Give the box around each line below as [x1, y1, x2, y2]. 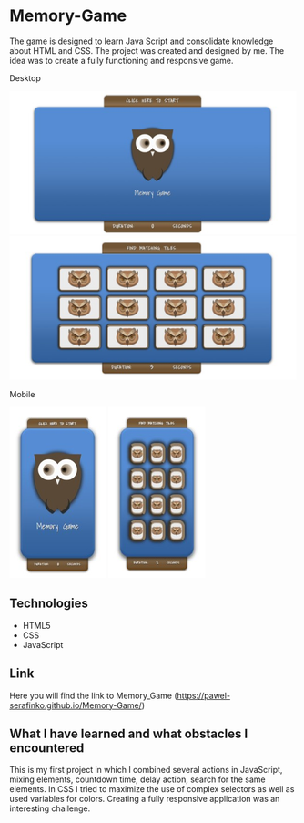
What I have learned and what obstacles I [9, 725, 248, 741]
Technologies [9, 596, 89, 612]
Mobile [9, 388, 35, 399]
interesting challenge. [9, 803, 91, 814]
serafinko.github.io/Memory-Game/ [9, 699, 143, 711]
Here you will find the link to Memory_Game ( [9, 690, 177, 701]
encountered [9, 740, 85, 756]
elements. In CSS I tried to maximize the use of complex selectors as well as [9, 784, 295, 795]
